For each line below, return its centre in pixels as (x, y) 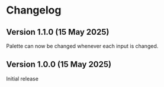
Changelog (34, 10)
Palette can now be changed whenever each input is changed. (82, 46)
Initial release (22, 78)
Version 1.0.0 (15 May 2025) (59, 64)
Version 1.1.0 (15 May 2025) (58, 32)
